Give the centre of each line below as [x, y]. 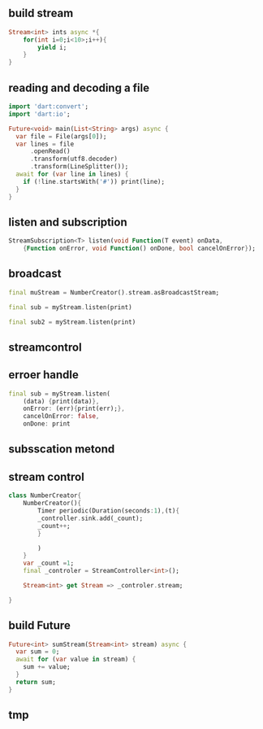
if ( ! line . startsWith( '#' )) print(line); [94, 181]
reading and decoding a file [79, 87]
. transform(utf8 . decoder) [73, 159]
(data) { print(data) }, [61, 401]
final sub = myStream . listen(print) [70, 307]
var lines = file [45, 144]
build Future [39, 626]
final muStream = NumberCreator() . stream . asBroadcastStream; [114, 292]
